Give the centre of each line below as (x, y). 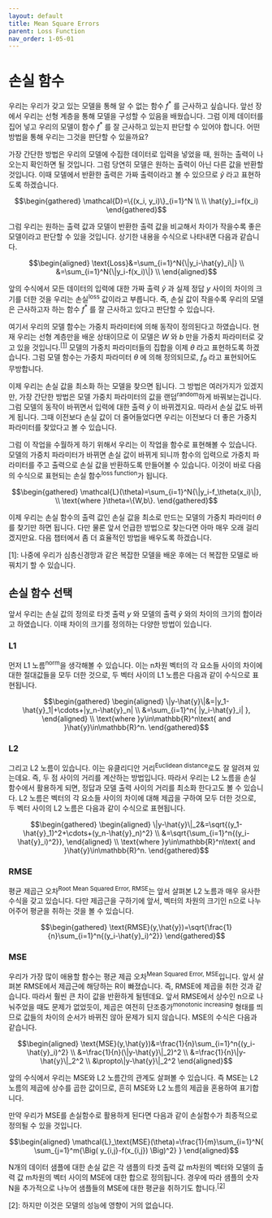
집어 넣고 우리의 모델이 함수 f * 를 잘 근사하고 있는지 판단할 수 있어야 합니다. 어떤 (134, 125)
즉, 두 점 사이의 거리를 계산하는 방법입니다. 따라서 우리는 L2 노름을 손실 (144, 778)
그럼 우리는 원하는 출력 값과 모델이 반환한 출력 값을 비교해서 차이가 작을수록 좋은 (135, 226)
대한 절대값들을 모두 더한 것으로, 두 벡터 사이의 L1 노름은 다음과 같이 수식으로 (130, 675)
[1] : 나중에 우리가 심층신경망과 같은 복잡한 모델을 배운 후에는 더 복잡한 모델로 (129, 555)
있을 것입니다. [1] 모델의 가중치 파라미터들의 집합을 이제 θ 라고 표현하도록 (131, 347)
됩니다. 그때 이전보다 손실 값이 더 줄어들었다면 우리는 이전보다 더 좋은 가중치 (137, 417)
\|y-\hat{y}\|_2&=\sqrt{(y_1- (198, 825)
